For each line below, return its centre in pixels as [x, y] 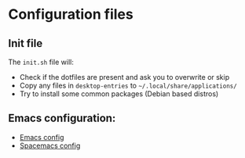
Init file [26, 43]
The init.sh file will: [41, 62]
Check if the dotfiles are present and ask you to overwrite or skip [124, 77]
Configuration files [71, 14]
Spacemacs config [50, 145]
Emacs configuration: [62, 118]
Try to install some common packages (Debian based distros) [119, 94]
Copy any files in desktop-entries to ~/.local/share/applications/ [128, 85]
